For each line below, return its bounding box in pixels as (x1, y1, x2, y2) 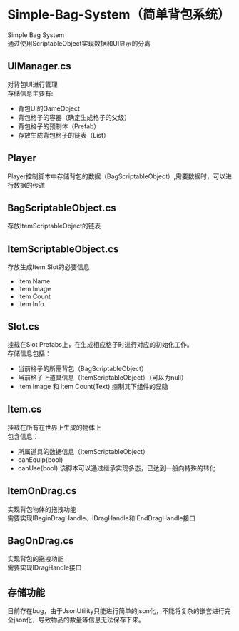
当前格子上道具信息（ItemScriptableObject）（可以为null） (17, 373, 188, 382)
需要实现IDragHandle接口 (7, 563, 82, 572)
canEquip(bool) (17, 455, 63, 464)
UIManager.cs (7, 60, 71, 72)
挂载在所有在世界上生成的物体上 (7, 423, 101, 432)
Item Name (17, 277, 51, 286)
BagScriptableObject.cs (7, 201, 116, 214)
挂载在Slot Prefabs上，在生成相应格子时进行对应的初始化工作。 (7, 340, 194, 348)
